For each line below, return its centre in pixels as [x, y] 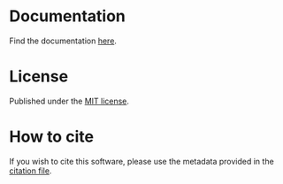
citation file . [31, 171]
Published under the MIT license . [69, 101]
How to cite [52, 137]
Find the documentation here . [63, 41]
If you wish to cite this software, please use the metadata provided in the [141, 161]
